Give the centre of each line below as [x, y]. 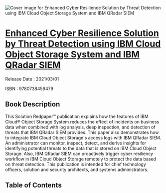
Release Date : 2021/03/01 [32, 79]
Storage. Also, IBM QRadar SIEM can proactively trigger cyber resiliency [79, 153]
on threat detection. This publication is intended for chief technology [76, 164]
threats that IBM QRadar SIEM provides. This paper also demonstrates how [82, 132]
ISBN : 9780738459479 [29, 88]
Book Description [33, 104]
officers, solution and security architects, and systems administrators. [77, 169]
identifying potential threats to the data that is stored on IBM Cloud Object [81, 148]
